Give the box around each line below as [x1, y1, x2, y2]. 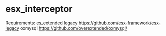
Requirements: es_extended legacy [5, 20, 78, 26]
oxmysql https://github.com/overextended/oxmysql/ [20, 25, 128, 31]
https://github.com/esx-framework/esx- [78, 20, 161, 26]
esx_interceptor [5, 3, 73, 15]
